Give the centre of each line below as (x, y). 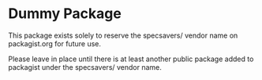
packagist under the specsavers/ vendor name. (85, 67)
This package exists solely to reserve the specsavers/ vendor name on (123, 35)
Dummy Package (65, 14)
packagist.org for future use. (54, 43)
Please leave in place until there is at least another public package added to (131, 59)
